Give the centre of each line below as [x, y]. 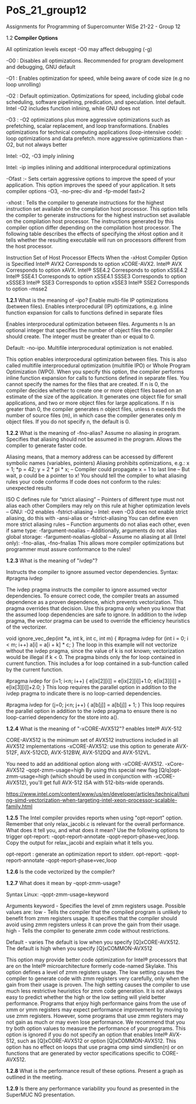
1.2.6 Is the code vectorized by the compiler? [61, 872]
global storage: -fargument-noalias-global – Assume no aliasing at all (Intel [96, 536]
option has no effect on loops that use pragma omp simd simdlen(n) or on [95, 1047]
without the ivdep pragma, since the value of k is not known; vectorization [95, 651]
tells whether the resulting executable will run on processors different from [96, 240]
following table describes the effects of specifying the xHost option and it [94, 234]
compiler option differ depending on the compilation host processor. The [94, 227]
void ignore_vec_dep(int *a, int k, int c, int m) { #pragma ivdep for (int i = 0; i [97, 638]
